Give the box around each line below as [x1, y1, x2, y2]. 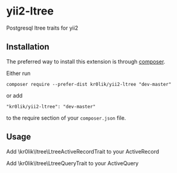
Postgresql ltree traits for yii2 [6, 24, 79, 31]
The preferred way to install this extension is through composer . [6, 57, 166, 65]
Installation [6, 42, 50, 52]
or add [6, 92, 23, 99]
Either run [6, 70, 31, 77]
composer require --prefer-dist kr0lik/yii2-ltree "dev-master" [6, 81, 172, 87]
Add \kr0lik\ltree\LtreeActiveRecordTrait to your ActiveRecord [6, 148, 159, 155]
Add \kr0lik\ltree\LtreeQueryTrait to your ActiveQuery [6, 159, 139, 167]
